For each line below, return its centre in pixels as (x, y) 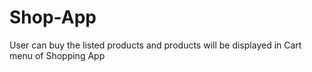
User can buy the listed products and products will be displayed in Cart (155, 45)
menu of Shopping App (57, 55)
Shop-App (53, 17)
